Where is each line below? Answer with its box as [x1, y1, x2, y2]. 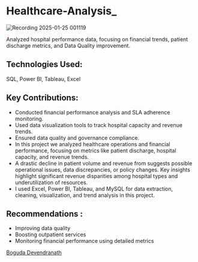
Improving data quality [14, 225, 71, 232]
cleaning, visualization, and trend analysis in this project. [14, 191, 155, 198]
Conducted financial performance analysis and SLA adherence [14, 109, 170, 116]
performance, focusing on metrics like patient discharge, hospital [14, 147, 176, 154]
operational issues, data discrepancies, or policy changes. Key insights [14, 166, 191, 173]
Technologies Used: [6, 59, 83, 70]
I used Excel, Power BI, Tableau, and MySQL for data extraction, [14, 185, 173, 192]
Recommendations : [6, 209, 83, 219]
